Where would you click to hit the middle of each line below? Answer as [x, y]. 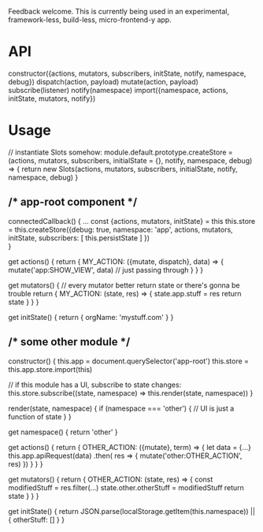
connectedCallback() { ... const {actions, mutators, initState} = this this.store [132, 221]
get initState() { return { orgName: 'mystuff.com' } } [91, 317]
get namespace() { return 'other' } [63, 432]
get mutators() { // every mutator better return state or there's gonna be [124, 285]
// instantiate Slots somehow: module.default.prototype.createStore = [121, 152]
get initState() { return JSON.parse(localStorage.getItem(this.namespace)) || [132, 511]
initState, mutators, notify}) [52, 99]
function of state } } [40, 416]
